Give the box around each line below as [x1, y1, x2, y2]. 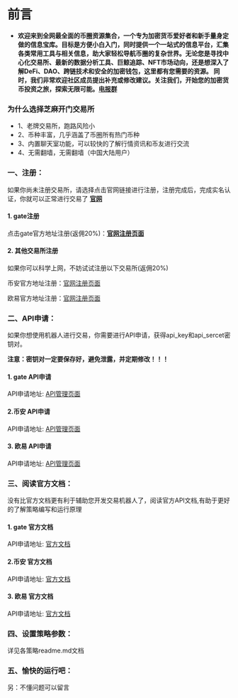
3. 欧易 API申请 [7, 442, 52, 451]
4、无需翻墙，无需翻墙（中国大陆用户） [17, 149, 134, 157]
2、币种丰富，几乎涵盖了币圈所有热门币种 [17, 131, 140, 139]
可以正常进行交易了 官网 [31, 194, 103, 203]
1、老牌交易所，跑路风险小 [17, 122, 96, 130]
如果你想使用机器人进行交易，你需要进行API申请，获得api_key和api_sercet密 [7, 331, 231, 340]
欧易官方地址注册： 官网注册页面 [7, 294, 101, 302]
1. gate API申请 [7, 372, 52, 381]
